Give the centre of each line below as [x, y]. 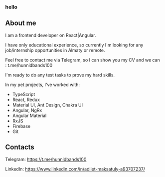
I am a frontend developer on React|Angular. [51, 35]
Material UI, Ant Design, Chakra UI [48, 105]
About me [21, 23]
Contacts [20, 147]
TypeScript [24, 94]
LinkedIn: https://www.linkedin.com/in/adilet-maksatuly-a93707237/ [75, 169]
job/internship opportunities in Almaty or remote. [55, 50]
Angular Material [29, 115]
